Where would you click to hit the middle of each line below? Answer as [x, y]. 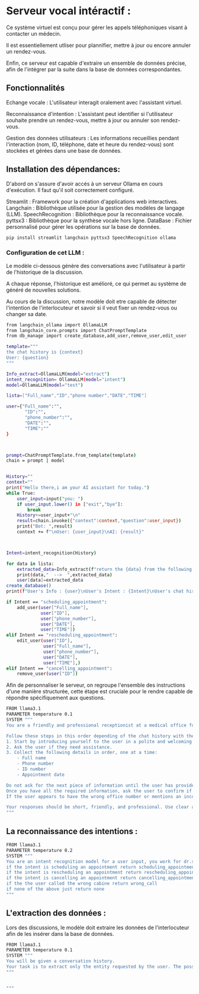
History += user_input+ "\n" [49, 515]
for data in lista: [30, 564]
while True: [21, 493]
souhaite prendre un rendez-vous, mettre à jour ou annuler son [83, 120]
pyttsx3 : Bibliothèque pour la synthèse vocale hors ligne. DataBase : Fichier [99, 220]
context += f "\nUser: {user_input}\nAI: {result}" [81, 532]
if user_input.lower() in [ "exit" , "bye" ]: [70, 504]
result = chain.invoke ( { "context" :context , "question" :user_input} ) [99, 521]
